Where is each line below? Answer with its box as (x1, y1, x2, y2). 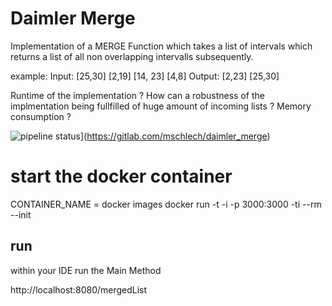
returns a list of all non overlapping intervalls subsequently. (10, 50, 254, 62)
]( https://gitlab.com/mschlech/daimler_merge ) (80, 130, 271, 142)
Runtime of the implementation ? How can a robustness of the (10, 89, 265, 101)
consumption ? (10, 110, 72, 122)
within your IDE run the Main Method (10, 264, 162, 276)
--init (10, 208, 32, 221)
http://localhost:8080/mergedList (10, 283, 148, 296)
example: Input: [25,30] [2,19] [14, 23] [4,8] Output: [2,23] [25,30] (10, 70, 280, 82)
